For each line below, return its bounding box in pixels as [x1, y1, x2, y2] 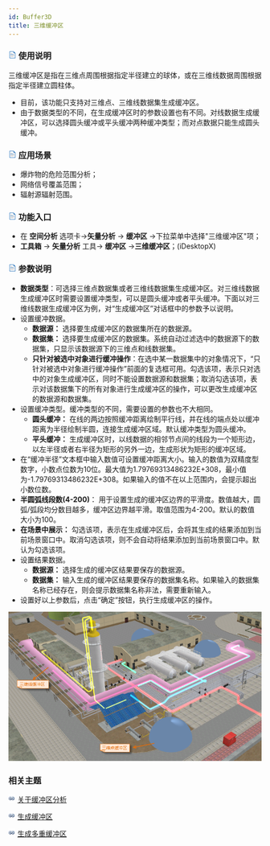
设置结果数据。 [19, 555, 70, 565]
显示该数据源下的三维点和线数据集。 [59, 343, 181, 353]
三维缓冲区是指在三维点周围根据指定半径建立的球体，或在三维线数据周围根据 [8, 70, 262, 80]
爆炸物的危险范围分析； [19, 170, 98, 179]
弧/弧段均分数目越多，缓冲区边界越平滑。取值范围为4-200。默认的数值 [19, 504, 256, 514]
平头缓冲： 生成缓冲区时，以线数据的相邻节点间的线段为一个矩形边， [31, 434, 260, 444]
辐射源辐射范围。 [19, 190, 77, 199]
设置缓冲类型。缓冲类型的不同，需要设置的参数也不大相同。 [19, 404, 218, 413]
